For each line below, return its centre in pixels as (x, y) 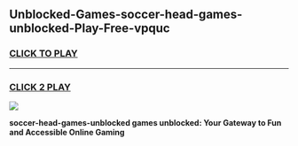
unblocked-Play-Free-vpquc (90, 29)
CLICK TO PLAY (43, 54)
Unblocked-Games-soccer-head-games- (126, 15)
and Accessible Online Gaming (67, 132)
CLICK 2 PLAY (40, 87)
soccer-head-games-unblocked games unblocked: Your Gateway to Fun (145, 122)
